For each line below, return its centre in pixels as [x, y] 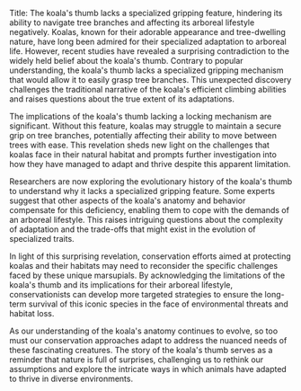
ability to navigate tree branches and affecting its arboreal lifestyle [132, 22]
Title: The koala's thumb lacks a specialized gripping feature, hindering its [146, 13]
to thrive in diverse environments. [71, 378]
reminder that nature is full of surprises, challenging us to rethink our [137, 360]
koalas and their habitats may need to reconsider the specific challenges [144, 266]
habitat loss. [32, 313]
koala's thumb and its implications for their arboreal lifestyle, [121, 285]
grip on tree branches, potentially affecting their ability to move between [143, 135]
